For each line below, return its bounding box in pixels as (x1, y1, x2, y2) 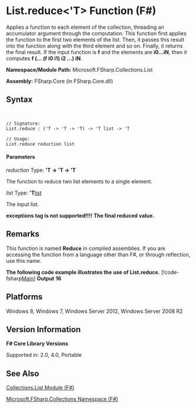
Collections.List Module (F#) (6, 384, 75, 392)
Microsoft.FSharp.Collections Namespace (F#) (6, 396, 119, 403)
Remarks (6, 229, 40, 239)
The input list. (6, 200, 39, 208)
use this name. (6, 257, 42, 264)
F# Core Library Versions (6, 340, 69, 347)
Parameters (6, 153, 35, 160)
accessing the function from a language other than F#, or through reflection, (6, 251, 191, 258)
